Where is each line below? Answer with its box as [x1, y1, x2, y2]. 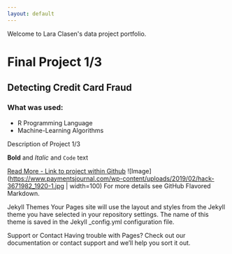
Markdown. [7, 189, 40, 197]
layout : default [7, 10, 55, 17]
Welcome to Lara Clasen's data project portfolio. [7, 29, 147, 38]
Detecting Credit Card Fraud [7, 82, 133, 94]
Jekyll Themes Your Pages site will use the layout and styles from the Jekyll [7, 202, 226, 211]
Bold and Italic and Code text [7, 153, 89, 162]
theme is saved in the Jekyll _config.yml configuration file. [7, 218, 175, 226]
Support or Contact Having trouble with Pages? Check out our [7, 231, 186, 239]
